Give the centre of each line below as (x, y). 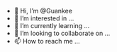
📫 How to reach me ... (47, 41)
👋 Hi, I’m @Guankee (43, 11)
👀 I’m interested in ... (44, 18)
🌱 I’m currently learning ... (52, 26)
